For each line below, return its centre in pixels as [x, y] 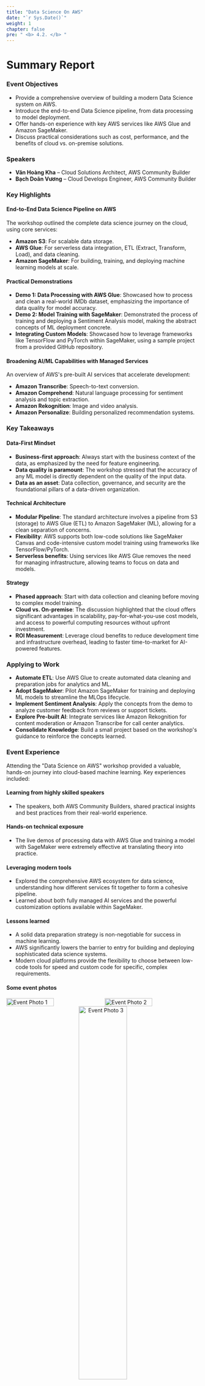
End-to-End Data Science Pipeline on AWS [61, 209]
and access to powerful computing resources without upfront [92, 622]
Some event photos [32, 987]
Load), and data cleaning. [47, 254]
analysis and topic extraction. [52, 399]
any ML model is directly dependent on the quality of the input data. [101, 476]
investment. [30, 629]
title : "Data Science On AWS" [45, 12]
